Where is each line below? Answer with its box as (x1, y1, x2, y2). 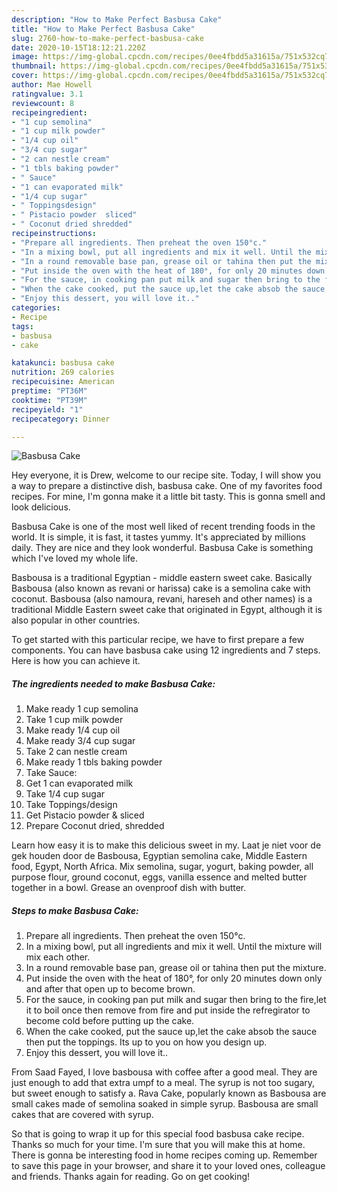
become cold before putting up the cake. (25, 1015, 195, 1027)
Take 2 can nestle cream (25, 746, 128, 758)
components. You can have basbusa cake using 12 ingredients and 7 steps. (11, 644, 321, 656)
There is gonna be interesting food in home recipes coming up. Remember (11, 1149, 318, 1161)
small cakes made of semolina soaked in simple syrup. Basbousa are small (11, 1098, 319, 1110)
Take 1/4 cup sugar (25, 788, 106, 800)
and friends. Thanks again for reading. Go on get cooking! (11, 1171, 251, 1183)
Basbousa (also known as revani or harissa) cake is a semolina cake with (11, 582, 311, 595)
